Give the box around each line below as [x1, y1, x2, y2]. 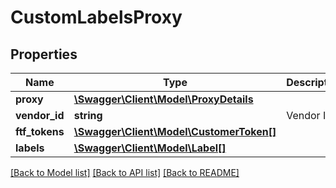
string [73, 109, 103, 122]
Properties [10, 46, 78, 63]
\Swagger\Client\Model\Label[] [73, 141, 227, 155]
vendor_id [15, 109, 65, 122]
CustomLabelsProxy [10, 6, 183, 29]
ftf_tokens [15, 125, 65, 138]
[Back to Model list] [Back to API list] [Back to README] [10, 167, 240, 178]
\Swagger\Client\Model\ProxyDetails [73, 92, 254, 106]
